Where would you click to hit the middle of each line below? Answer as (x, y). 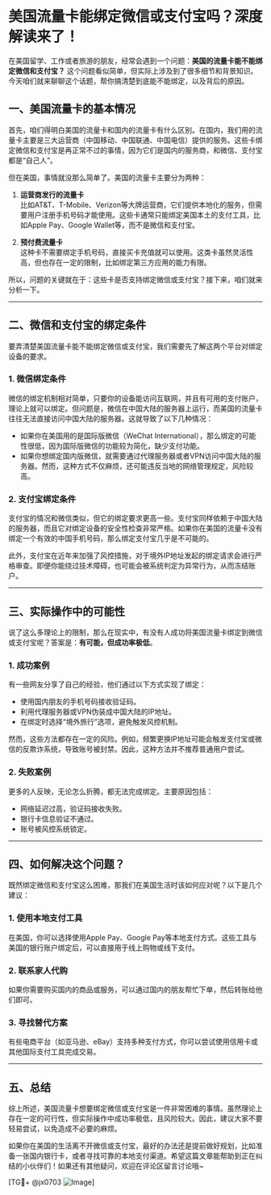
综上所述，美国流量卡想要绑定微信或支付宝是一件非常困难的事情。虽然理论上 (135, 1108)
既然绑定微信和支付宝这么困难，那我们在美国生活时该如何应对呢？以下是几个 (135, 885)
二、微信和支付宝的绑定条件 (77, 325)
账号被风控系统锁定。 (55, 829)
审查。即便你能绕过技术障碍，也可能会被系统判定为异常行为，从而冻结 (131, 566)
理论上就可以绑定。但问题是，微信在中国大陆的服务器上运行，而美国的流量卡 (135, 408)
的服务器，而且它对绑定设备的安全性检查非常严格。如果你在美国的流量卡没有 (135, 528)
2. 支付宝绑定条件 (42, 499)
